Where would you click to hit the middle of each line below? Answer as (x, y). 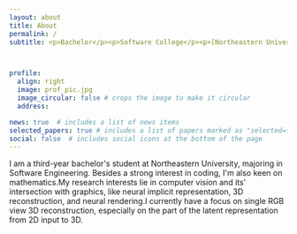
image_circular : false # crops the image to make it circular (134, 98)
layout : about (35, 17)
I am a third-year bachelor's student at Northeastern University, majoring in (146, 163)
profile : (25, 73)
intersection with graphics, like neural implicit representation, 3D (126, 192)
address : (33, 106)
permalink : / (33, 34)
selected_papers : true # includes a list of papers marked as (126, 130)
